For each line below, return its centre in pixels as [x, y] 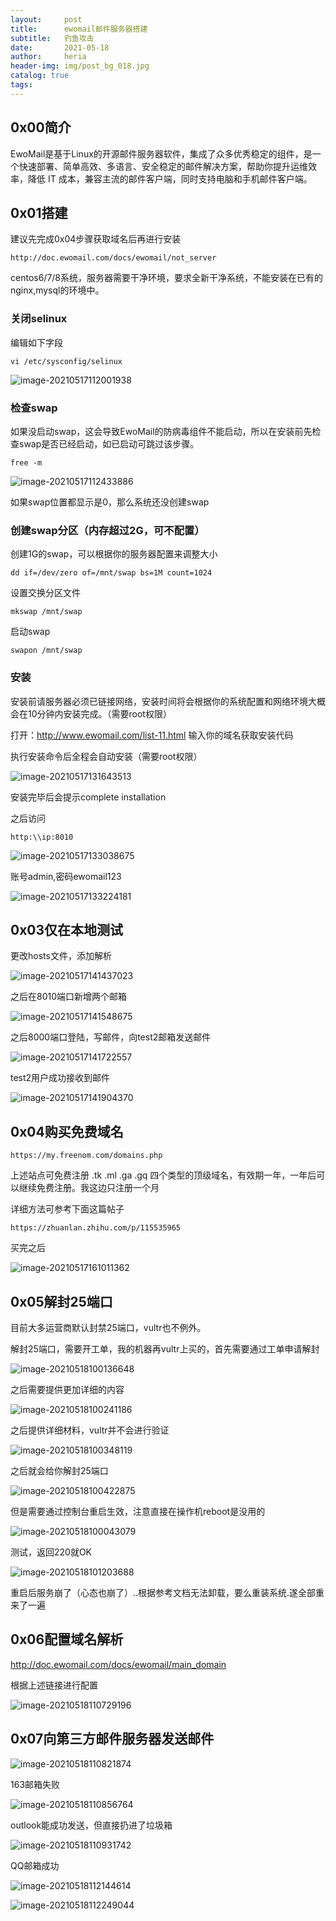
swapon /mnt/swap [46, 651]
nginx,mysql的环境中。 [57, 290]
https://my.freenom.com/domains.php [86, 1156]
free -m [26, 462]
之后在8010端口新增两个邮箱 [69, 997]
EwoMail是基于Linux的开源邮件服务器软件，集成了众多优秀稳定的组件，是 [161, 153]
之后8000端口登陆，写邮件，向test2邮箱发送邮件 [111, 1037]
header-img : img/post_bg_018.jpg [80, 66]
